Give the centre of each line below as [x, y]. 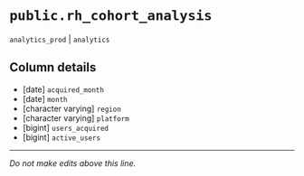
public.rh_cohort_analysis [111, 16]
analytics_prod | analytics [60, 39]
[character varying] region [72, 108]
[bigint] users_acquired [65, 127]
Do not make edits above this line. [73, 163]
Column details [53, 67]
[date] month [45, 98]
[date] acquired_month [63, 89]
